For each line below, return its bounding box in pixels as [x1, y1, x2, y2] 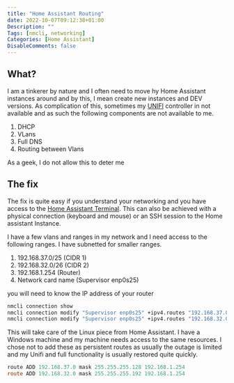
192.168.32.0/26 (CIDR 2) [17, 260, 89, 269]
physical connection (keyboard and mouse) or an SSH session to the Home [7, 212, 223, 220]
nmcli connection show [7, 302, 73, 310]
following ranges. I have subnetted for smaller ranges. [7, 240, 162, 248]
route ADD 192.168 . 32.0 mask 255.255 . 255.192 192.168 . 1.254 [7, 370, 186, 377]
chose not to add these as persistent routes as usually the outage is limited [7, 343, 222, 352]
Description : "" [7, 23, 54, 30]
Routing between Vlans [17, 144, 84, 153]
